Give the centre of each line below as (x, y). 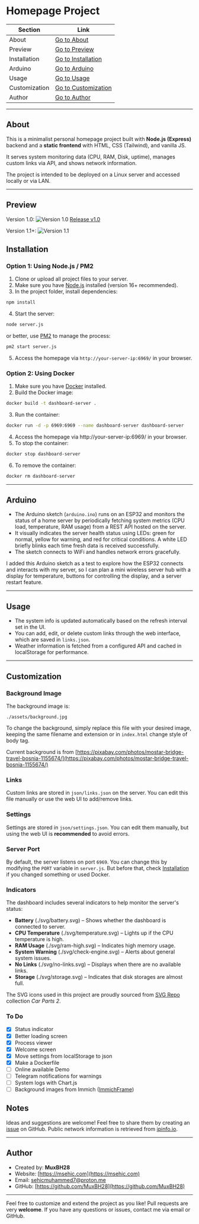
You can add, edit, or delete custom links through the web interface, (97, 633)
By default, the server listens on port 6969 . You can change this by (87, 862)
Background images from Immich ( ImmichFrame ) (74, 1090)
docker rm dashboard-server (41, 476)
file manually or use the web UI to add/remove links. (70, 799)
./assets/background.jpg (37, 717)
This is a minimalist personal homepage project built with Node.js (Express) (99, 139)
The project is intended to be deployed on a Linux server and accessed (93, 174)
